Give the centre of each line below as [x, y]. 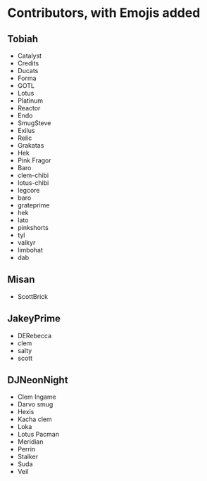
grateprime [33, 205]
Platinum [30, 101]
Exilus [26, 130]
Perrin [26, 449]
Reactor [29, 108]
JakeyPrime [34, 319]
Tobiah [23, 39]
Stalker [28, 457]
